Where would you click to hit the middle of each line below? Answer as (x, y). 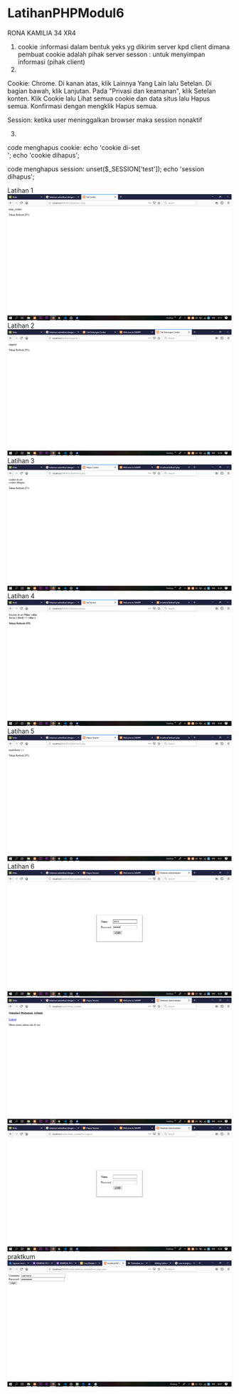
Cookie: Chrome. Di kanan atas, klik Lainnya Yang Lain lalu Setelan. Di (110, 83)
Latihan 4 (21, 596)
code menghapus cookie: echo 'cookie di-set (74, 147)
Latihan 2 (21, 325)
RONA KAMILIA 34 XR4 (42, 33)
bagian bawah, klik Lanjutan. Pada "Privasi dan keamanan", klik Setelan (112, 91)
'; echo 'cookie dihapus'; (43, 155)
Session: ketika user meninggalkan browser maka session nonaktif (105, 120)
